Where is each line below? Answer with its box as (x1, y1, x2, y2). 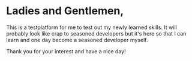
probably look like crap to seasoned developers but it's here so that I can (6, 30, 187, 37)
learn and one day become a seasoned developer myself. (6, 36, 148, 43)
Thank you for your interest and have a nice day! (6, 47, 126, 54)
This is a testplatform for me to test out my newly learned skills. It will (6, 24, 177, 31)
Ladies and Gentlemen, (6, 4, 124, 18)
